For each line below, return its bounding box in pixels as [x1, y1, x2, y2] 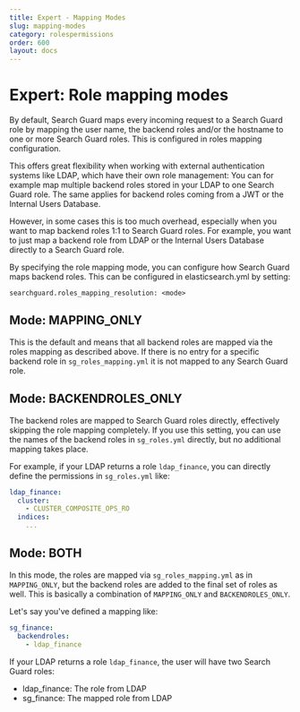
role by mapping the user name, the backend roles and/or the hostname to [9, 124, 284, 135]
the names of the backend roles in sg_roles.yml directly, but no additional [9, 433, 281, 444]
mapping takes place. [9, 443, 89, 454]
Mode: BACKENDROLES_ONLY [9, 391, 183, 407]
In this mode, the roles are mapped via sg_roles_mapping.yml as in [9, 570, 253, 580]
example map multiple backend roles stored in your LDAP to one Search [9, 180, 275, 191]
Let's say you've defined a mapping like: [9, 605, 159, 616]
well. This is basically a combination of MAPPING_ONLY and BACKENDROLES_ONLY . [9, 588, 291, 599]
